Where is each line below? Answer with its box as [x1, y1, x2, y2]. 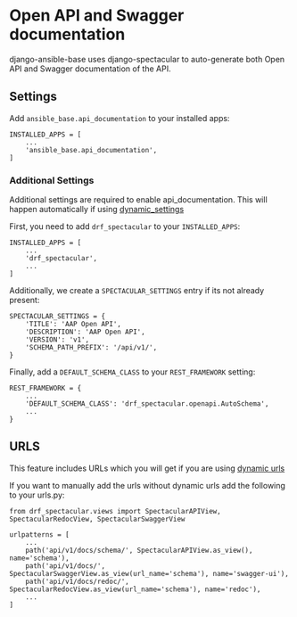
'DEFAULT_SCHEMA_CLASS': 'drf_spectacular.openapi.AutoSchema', [25, 399, 269, 408]
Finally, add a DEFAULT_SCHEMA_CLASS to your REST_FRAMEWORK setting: [9, 366, 256, 377]
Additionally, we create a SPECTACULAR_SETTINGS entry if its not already [9, 285, 265, 296]
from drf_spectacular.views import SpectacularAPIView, [9, 506, 221, 515]
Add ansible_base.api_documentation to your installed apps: [9, 112, 230, 123]
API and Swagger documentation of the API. [9, 63, 171, 74]
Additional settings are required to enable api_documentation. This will [9, 194, 268, 205]
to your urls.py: [9, 489, 65, 500]
